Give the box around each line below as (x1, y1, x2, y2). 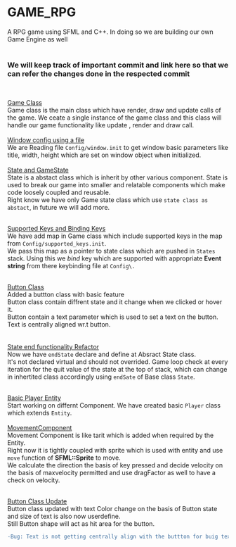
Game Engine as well (7, 34, 68, 43)
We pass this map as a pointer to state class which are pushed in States (7, 247, 216, 256)
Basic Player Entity (7, 394, 62, 402)
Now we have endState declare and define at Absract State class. (7, 350, 197, 359)
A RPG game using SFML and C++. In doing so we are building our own (7, 27, 214, 36)
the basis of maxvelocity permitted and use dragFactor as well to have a (7, 469, 216, 477)
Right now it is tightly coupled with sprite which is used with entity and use (7, 446, 223, 455)
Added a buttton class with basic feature (7, 290, 125, 299)
